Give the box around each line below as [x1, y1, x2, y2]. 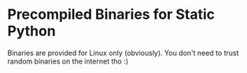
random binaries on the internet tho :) [7, 57, 129, 66]
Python [7, 22, 56, 40]
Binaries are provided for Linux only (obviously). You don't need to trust [7, 48, 239, 57]
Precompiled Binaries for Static [7, 5, 216, 24]
